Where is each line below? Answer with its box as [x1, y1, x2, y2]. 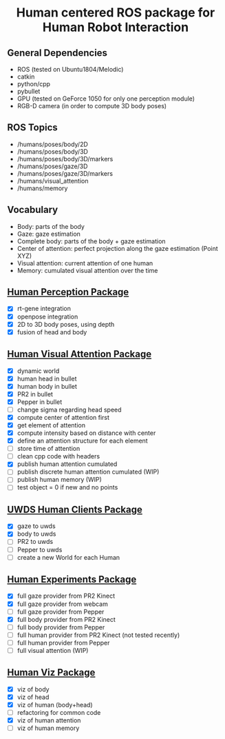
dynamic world [17, 367, 60, 375]
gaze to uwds [17, 522, 56, 530]
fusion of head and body [17, 327, 87, 336]
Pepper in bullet [17, 398, 63, 406]
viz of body [17, 685, 50, 694]
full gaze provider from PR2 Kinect [17, 591, 116, 600]
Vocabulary [7, 204, 58, 216]
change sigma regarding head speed [17, 405, 122, 414]
